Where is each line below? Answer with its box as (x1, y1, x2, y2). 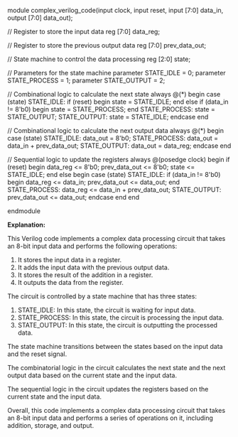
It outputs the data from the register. (17, 279, 124, 286)
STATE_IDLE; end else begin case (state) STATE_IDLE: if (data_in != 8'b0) (7, 171, 221, 178)
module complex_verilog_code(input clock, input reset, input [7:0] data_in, (7, 6, 224, 14)
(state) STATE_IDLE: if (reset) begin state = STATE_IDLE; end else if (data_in (7, 97, 229, 106)
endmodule (7, 207, 41, 215)
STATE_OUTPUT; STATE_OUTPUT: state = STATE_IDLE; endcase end (7, 113, 209, 121)
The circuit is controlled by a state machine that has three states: (7, 292, 198, 301)
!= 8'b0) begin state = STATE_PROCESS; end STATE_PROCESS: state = (7, 105, 215, 113)
